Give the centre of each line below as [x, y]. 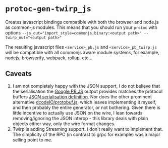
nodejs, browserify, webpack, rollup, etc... [49, 58]
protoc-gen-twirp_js [48, 9]
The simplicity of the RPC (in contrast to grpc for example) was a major [86, 134]
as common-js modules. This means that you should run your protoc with [81, 27]
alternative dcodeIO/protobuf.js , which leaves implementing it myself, [84, 102]
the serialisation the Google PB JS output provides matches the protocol [88, 91]
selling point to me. [32, 140]
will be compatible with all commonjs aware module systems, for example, [82, 52]
